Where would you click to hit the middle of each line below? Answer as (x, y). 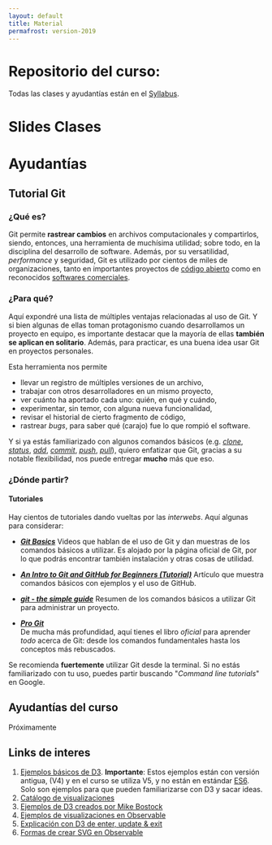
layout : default (36, 16)
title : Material (36, 24)
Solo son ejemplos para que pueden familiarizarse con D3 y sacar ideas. (141, 790)
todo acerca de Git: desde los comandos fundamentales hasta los (130, 640)
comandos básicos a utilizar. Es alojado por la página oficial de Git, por (138, 550)
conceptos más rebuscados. (68, 649)
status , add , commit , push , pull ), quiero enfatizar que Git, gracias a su (125, 450)
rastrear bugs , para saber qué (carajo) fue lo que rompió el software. (135, 425)
